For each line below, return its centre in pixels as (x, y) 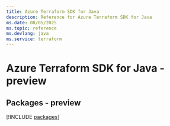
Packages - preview (44, 103)
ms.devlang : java (28, 34)
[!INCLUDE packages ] (33, 117)
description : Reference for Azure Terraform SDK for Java (79, 17)
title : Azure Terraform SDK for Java (53, 12)
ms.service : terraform (34, 39)
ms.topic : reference (32, 28)
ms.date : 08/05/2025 (32, 22)
